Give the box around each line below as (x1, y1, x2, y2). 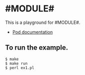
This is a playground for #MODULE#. (5, 19, 81, 25)
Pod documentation (12, 29, 53, 35)
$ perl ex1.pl (5, 65, 35, 70)
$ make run (5, 61, 28, 66)
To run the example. (5, 43, 69, 52)
